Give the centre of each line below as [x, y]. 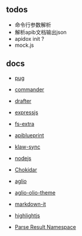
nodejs [23, 158]
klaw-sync [27, 147]
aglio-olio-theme [35, 192]
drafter [23, 101]
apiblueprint [29, 135]
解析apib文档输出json [40, 32]
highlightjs [27, 215]
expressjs [26, 112]
